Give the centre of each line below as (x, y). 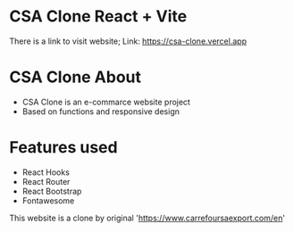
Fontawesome (48, 200)
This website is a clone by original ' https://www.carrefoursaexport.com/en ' (147, 218)
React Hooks (46, 172)
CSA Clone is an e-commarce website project (106, 102)
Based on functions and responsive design (101, 111)
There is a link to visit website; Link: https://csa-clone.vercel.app (128, 41)
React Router (46, 181)
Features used (63, 148)
